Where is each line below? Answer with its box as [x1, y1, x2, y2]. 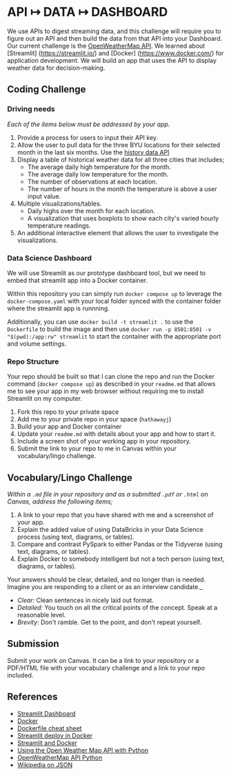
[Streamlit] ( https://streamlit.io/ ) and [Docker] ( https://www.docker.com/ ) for [7, 49, 224, 57]
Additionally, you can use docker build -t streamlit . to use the [7, 317, 194, 326]
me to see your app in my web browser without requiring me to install [7, 387, 204, 395]
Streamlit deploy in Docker [17, 731, 93, 739]
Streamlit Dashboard [17, 709, 76, 717]
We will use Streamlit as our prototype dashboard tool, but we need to [7, 268, 205, 277]
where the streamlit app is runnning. [7, 304, 110, 312]
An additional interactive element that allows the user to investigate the [17, 228, 219, 237]
